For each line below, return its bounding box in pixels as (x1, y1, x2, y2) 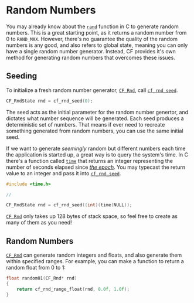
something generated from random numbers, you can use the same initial (6, 127, 183, 134)
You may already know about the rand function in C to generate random (6, 23, 179, 30)
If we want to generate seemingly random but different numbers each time (6, 145, 186, 152)
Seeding (6, 71, 38, 81)
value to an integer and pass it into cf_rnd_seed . (6, 169, 121, 176)
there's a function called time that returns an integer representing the (6, 157, 173, 164)
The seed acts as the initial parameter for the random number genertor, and (6, 108, 189, 115)
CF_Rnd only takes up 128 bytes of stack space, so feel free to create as (6, 213, 178, 220)
